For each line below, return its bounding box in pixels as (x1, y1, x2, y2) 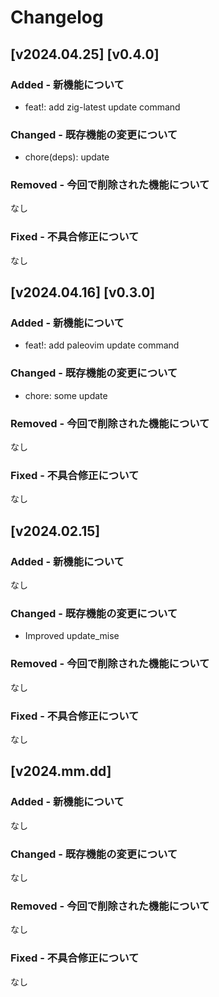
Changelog (10, 6, 104, 29)
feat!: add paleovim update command (24, 339, 180, 351)
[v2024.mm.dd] (10, 763, 112, 780)
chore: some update (24, 389, 108, 401)
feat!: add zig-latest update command (24, 101, 181, 113)
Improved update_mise (24, 630, 120, 642)
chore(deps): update (24, 151, 110, 163)
